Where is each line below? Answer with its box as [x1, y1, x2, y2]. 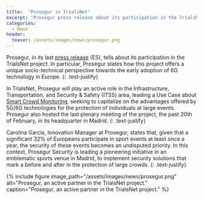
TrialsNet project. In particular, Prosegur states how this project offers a [6, 60, 184, 67]
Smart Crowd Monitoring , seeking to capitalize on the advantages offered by [6, 98, 197, 105]
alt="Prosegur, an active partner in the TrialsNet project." [6, 180, 148, 186]
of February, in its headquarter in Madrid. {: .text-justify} [6, 117, 146, 124]
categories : [6, 20, 36, 26]
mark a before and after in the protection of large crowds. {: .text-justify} [6, 161, 187, 168]
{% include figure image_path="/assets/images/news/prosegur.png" [6, 173, 177, 180]
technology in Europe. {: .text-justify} [6, 73, 98, 80]
